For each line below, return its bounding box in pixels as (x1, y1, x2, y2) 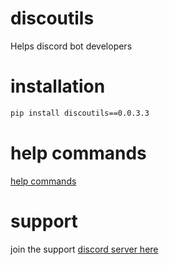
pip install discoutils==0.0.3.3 (10, 108, 150, 118)
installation (10, 75, 106, 98)
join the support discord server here (10, 243, 159, 255)
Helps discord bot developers (10, 40, 133, 52)
